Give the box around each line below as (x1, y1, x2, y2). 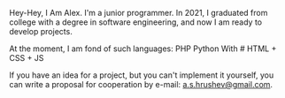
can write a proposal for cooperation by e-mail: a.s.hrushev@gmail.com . (9, 79, 273, 89)
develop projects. (9, 26, 73, 36)
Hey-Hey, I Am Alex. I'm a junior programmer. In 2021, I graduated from (9, 8, 268, 18)
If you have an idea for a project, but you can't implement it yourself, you (9, 70, 274, 80)
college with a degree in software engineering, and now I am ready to (9, 17, 263, 27)
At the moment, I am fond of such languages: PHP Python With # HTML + (9, 43, 277, 54)
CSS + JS (9, 53, 44, 63)
